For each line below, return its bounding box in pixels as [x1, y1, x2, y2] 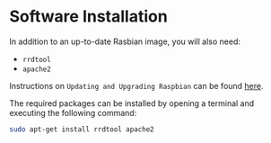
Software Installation [9, 6, 168, 27]
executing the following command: [9, 107, 137, 118]
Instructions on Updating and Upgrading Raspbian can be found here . [9, 80, 264, 91]
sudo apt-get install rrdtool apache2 [9, 124, 154, 134]
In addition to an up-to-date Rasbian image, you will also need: [9, 36, 240, 47]
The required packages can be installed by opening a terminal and [9, 97, 255, 109]
